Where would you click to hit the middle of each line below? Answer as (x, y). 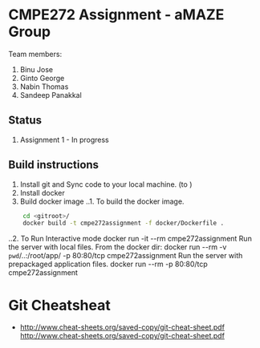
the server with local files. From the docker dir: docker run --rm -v (118, 247)
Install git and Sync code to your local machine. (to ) (106, 184)
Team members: (35, 54)
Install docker (43, 192)
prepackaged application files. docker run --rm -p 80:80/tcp (108, 264)
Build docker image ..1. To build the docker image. (102, 201)
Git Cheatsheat (59, 305)
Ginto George (42, 78)
